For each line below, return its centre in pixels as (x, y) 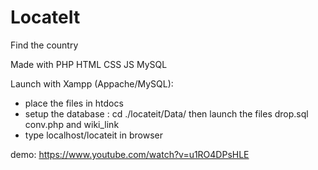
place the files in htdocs (74, 103)
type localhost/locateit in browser (93, 135)
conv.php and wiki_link (72, 124)
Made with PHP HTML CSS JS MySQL (89, 64)
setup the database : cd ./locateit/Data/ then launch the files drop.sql (166, 113)
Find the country (44, 45)
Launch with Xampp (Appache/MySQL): (92, 83)
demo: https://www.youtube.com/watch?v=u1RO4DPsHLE (130, 154)
